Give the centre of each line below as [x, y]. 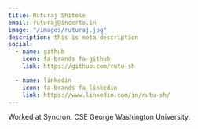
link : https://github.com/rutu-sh [79, 66]
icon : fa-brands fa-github [66, 59]
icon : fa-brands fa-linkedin [70, 88]
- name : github [40, 52]
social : [21, 45]
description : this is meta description [73, 37]
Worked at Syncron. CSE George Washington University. [99, 117]
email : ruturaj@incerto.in [52, 23]
